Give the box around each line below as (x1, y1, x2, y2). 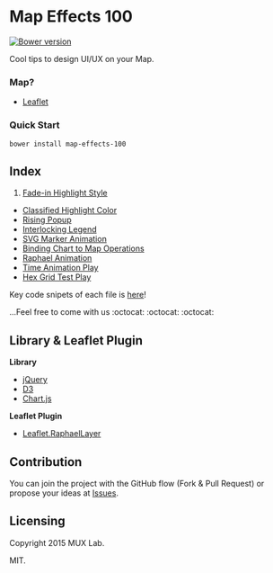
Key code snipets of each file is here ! (9, 290, 146, 300)
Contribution (9, 454, 83, 470)
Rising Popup (22, 214, 72, 226)
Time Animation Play (22, 263, 99, 273)
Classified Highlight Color (22, 205, 118, 216)
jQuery (22, 374, 48, 385)
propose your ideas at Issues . (9, 488, 119, 498)
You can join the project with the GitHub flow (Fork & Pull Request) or (9, 478, 265, 488)
